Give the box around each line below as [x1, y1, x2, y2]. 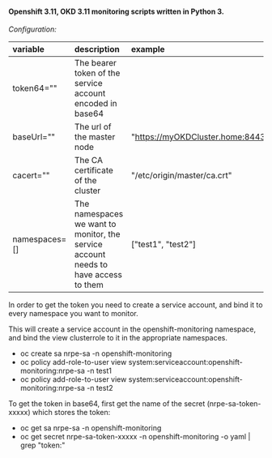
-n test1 [86, 366, 112, 376]
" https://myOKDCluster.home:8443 [130, 131, 266, 143]
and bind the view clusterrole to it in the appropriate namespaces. [8, 333, 228, 343]
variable [12, 44, 45, 55]
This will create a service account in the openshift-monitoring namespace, [8, 324, 257, 334]
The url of [74, 122, 112, 133]
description [74, 44, 120, 55]
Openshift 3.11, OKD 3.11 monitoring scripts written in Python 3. [8, 6, 224, 16]
